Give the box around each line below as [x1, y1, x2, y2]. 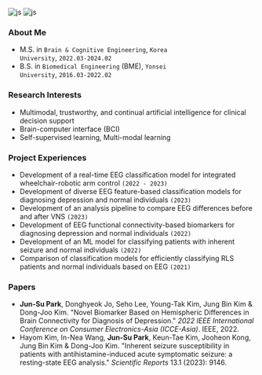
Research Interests [8, 90, 82, 101]
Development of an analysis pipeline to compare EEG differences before [19, 203, 253, 212]
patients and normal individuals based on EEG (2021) [19, 262, 191, 271]
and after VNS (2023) [19, 211, 89, 221]
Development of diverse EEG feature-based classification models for [19, 186, 242, 196]
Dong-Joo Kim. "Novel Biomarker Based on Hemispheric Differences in [19, 307, 249, 318]
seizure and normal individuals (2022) [19, 244, 142, 255]
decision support [19, 116, 75, 125]
